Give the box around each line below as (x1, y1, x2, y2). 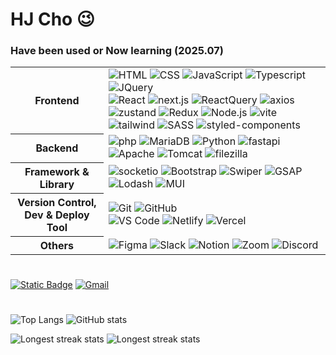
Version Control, (17, 195, 97, 209)
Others (39, 238, 74, 252)
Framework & (24, 164, 90, 178)
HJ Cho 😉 (10, 8, 96, 31)
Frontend (34, 94, 80, 108)
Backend (35, 141, 79, 155)
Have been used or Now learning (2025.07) (10, 44, 224, 58)
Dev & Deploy (24, 208, 90, 222)
